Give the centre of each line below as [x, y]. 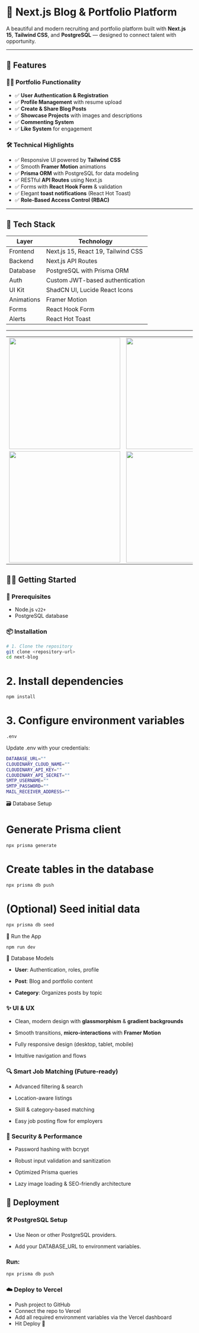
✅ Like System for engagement [53, 128]
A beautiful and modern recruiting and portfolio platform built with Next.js [96, 28]
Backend [21, 261]
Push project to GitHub [43, 1305]
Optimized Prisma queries [46, 1172]
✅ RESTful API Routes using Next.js [58, 180]
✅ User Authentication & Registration [61, 95]
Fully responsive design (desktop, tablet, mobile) [74, 1044]
